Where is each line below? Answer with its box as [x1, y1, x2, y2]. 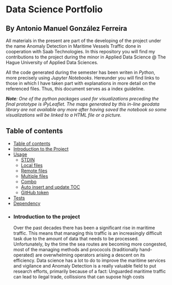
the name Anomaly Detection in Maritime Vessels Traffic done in [6, 43, 141, 49]
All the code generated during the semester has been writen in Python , [6, 69, 156, 75]
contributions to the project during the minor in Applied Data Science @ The [6, 54, 166, 60]
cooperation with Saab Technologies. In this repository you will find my [6, 49, 156, 54]
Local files [20, 162, 43, 168]
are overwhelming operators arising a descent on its [35, 252, 145, 258]
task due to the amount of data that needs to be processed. [13, 236, 139, 242]
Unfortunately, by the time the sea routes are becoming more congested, [13, 241, 167, 247]
